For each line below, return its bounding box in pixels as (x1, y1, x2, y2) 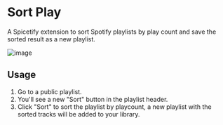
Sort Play (7, 4, 62, 20)
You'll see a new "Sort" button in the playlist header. (17, 95, 168, 103)
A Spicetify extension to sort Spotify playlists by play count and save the (7, 27, 217, 36)
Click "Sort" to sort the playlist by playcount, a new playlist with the (17, 103, 212, 111)
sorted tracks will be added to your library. (17, 110, 140, 118)
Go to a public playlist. (17, 87, 82, 96)
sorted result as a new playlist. (7, 34, 96, 43)
